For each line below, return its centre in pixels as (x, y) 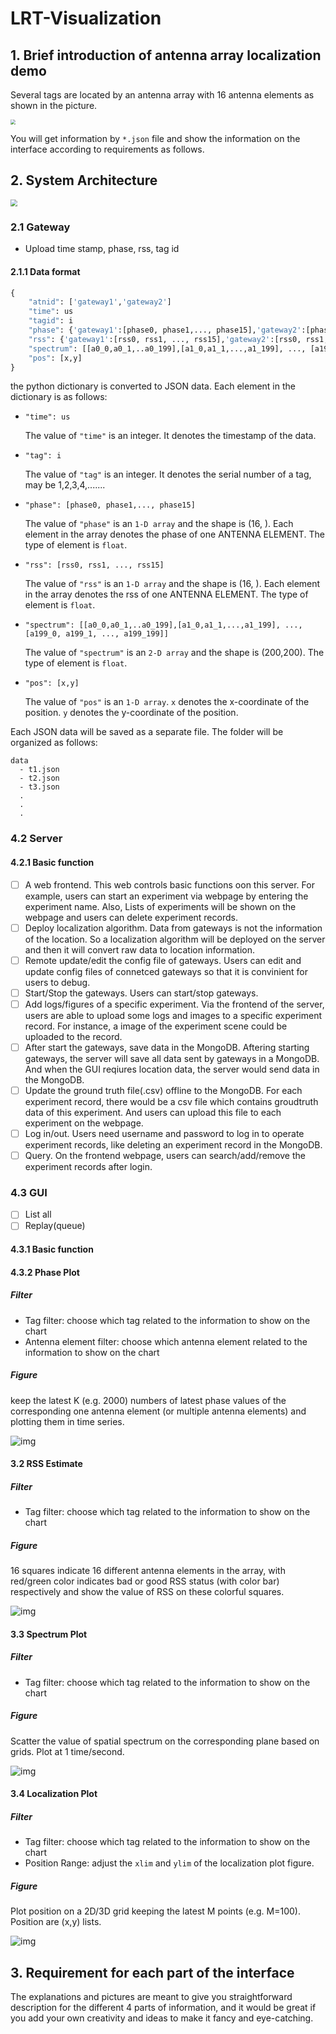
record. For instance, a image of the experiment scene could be (156, 1026)
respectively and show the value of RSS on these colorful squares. (147, 1592)
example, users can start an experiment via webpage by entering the (166, 896)
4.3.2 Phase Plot (45, 1272)
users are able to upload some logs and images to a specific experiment (173, 1015)
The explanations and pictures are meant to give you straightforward (151, 1997)
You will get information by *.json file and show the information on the (155, 138)
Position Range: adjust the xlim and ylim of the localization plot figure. (169, 1863)
